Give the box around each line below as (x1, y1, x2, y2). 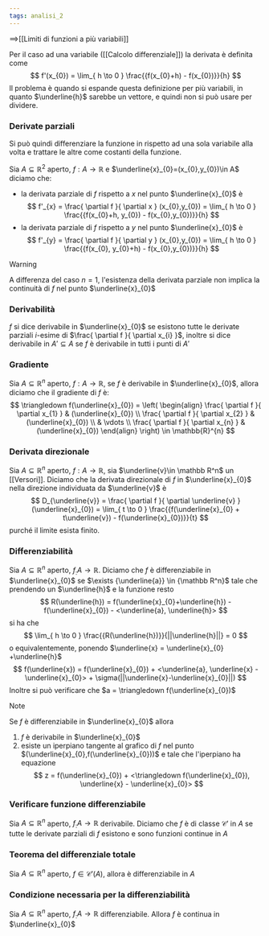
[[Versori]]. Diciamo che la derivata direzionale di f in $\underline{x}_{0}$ (9, 474, 252, 484)
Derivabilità (9, 303, 55, 315)
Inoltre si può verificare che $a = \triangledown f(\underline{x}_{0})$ (9, 685, 236, 695)
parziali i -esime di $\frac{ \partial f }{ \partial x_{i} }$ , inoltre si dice (9, 330, 231, 340)
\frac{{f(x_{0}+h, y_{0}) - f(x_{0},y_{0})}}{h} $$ (63, 210, 220, 220)
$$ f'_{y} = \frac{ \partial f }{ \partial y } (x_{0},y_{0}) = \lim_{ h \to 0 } (26, 235, 256, 245)
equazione (20, 757, 56, 767)
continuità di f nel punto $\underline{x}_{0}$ (9, 283, 156, 293)
